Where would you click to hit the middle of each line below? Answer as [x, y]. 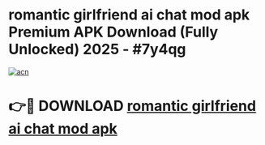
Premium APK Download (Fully [113, 32]
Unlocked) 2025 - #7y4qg [97, 49]
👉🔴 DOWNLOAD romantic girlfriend [132, 106]
